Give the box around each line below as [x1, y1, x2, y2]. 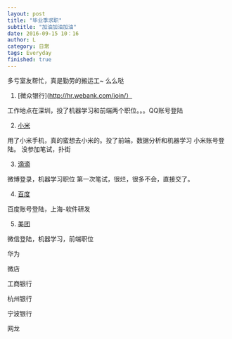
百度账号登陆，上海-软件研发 [7, 205, 91, 213]
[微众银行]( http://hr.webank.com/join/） [17, 91, 133, 99]
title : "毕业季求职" [7, 17, 62, 24]
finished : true [7, 56, 52, 63]
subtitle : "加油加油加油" [7, 23, 77, 30]
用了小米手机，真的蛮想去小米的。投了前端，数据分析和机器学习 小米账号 [7, 136, 219, 144]
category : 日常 [7, 43, 50, 50]
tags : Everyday [7, 50, 52, 57]
